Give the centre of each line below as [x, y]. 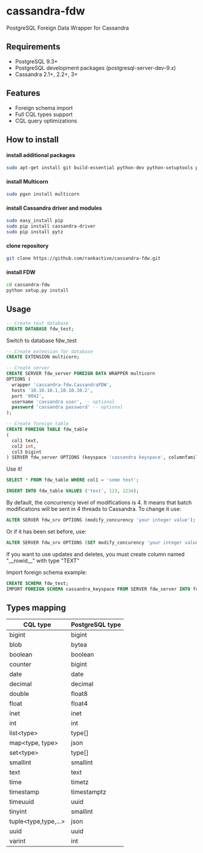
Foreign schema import [44, 108]
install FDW [21, 272]
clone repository [27, 245]
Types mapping [36, 607]
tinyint [18, 812]
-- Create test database [37, 323]
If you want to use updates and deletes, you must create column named [95, 554]
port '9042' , [28, 396]
